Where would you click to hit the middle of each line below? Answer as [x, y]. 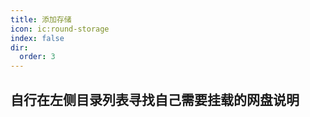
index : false [37, 38]
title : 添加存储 [41, 19]
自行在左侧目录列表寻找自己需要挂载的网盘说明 [155, 99]
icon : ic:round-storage [60, 29]
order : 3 [37, 57]
